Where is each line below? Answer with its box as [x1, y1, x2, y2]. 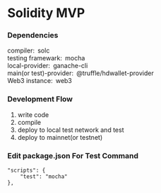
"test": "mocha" [20, 173, 68, 180]
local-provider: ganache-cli [7, 62, 88, 70]
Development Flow [7, 94, 73, 104]
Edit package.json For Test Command [7, 150, 139, 160]
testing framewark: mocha [7, 54, 85, 62]
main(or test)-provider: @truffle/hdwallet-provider [7, 69, 154, 77]
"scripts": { [7, 167, 46, 175]
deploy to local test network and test [17, 126, 124, 134]
